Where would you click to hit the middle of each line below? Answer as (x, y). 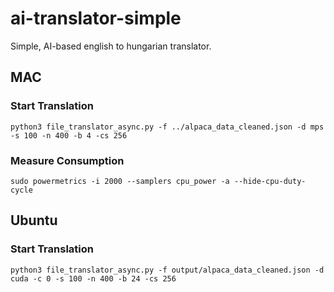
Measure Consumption (67, 160)
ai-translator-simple (96, 18)
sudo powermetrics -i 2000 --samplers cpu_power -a (120, 181)
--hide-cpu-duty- (270, 181)
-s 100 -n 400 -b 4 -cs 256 (69, 135)
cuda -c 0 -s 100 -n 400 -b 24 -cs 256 (93, 278)
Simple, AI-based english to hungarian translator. (111, 46)
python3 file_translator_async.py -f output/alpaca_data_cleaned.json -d (167, 270)
